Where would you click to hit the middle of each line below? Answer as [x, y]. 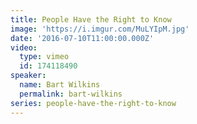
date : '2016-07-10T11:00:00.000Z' [82, 38]
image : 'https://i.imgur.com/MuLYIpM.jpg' [100, 29]
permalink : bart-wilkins [71, 94]
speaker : [28, 76]
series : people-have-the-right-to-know [93, 103]
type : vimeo [44, 57]
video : [24, 47]
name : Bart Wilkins [60, 85]
